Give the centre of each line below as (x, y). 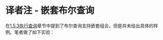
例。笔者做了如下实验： (30, 32)
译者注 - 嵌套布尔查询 (50, 11)
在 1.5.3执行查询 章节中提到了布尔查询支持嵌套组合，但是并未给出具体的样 (82, 26)
